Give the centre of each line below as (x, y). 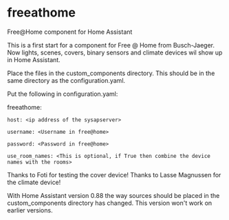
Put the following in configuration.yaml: (63, 94)
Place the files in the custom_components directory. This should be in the (111, 73)
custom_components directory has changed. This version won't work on (110, 203)
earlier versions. (30, 210)
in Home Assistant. (34, 59)
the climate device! (34, 182)
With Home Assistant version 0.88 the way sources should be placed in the (113, 195)
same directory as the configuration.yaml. (66, 80)
